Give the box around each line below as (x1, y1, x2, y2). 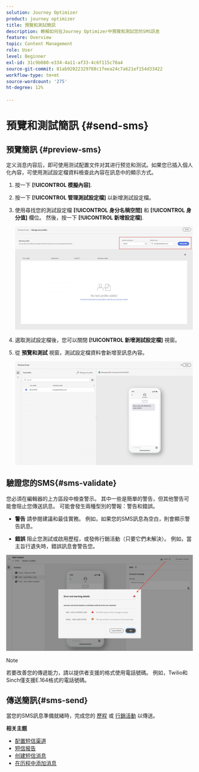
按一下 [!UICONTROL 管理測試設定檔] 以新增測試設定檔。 (14, 194, 155, 201)
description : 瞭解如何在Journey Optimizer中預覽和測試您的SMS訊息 (6, 28, 160, 34)
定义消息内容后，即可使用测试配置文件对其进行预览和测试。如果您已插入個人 (6, 161, 193, 169)
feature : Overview (6, 34, 52, 41)
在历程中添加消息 (14, 760, 57, 767)
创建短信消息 (14, 752, 46, 760)
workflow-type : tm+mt (6, 72, 60, 78)
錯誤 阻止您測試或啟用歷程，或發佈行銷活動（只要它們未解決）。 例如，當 (14, 535, 192, 542)
